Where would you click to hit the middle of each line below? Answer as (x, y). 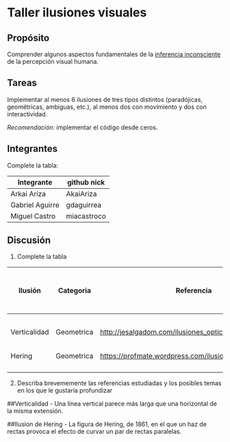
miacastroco (86, 216)
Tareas (22, 83)
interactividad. (27, 114)
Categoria (74, 291)
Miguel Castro (33, 216)
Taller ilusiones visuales (77, 13)
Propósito (28, 38)
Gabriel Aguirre (35, 205)
